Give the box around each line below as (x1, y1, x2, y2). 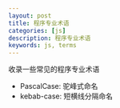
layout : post (8, 11, 52, 20)
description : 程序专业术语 (8, 34, 91, 42)
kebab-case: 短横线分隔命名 (19, 91, 114, 101)
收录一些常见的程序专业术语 (8, 65, 100, 74)
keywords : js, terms (8, 42, 78, 50)
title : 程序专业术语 (8, 19, 70, 27)
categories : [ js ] (8, 26, 66, 34)
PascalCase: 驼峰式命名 (19, 82, 98, 91)
